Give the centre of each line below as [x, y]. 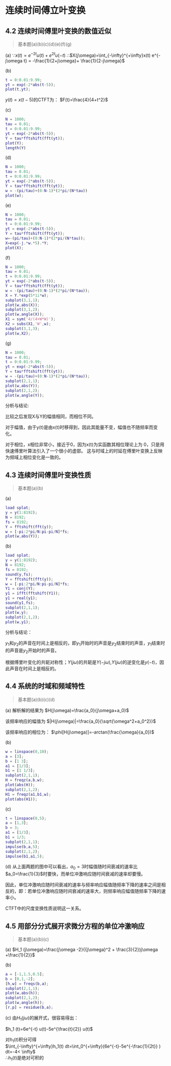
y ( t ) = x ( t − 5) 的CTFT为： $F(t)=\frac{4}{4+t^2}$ [57, 100]
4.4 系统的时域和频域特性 [45, 686]
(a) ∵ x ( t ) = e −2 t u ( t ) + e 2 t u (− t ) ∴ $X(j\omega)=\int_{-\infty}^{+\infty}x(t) [78, 55]
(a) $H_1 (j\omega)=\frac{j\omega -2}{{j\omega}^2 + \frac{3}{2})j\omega [82, 949]
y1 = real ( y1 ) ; [21, 598]
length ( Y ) [16, 148]
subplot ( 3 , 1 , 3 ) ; [22, 328]
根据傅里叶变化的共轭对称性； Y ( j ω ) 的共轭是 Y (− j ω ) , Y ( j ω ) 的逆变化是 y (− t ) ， [82, 662]
